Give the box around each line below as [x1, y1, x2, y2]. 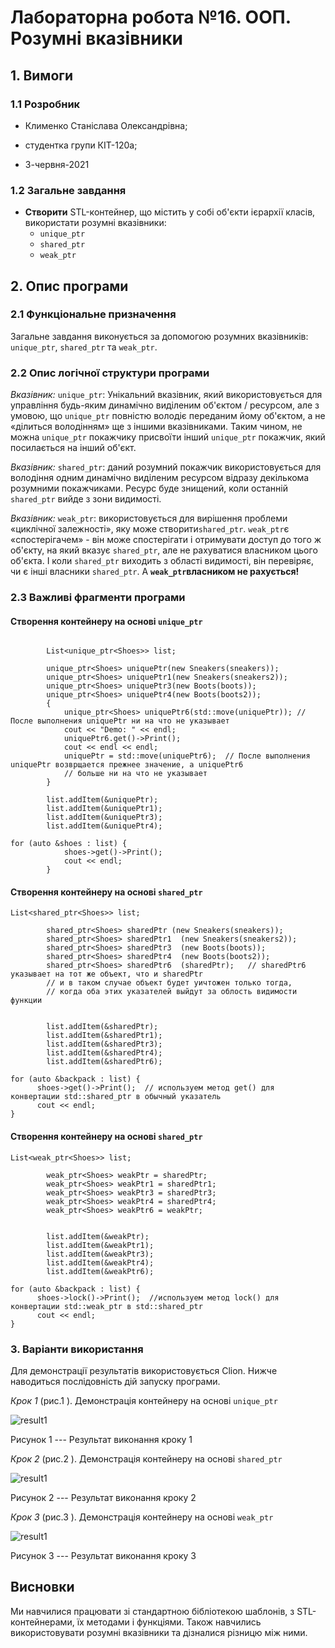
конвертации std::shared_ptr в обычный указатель [10, 1092, 222, 1102]
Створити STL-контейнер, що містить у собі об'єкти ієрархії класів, [24, 206, 316, 218]
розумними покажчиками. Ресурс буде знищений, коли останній [10, 482, 288, 495]
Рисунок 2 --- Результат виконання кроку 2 [10, 1491, 197, 1503]
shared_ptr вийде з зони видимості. [10, 493, 162, 505]
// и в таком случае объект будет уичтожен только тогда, [46, 978, 293, 988]
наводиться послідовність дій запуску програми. [10, 1375, 221, 1387]
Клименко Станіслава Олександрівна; [24, 119, 188, 131]
